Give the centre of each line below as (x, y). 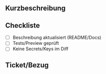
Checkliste (23, 25)
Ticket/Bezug (27, 65)
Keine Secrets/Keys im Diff (40, 49)
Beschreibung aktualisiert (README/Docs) (57, 38)
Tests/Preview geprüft (36, 43)
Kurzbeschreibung (36, 8)
